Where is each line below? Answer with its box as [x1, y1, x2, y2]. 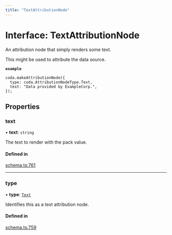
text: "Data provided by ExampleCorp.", [10, 84, 97, 89]
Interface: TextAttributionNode [5, 29, 140, 41]
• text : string [5, 129, 34, 135]
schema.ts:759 [5, 224, 37, 230]
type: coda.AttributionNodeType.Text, [10, 80, 93, 85]
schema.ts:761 [5, 162, 36, 169]
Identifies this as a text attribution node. [5, 201, 89, 207]
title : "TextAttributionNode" [5, 7, 70, 13]
